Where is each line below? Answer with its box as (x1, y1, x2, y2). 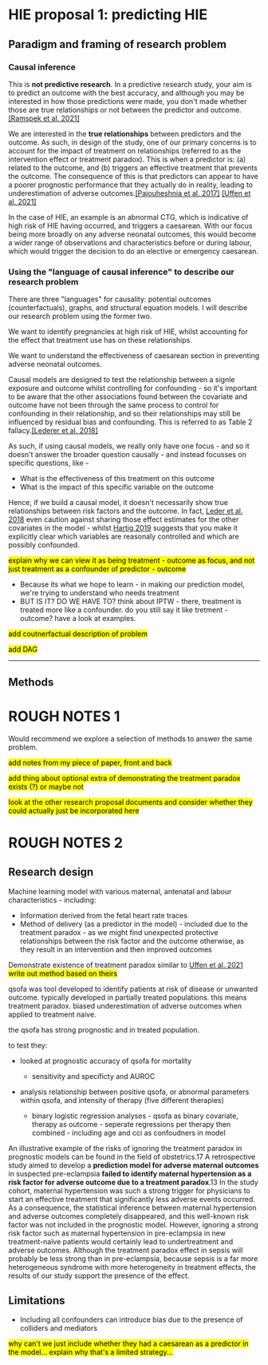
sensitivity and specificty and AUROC (31, 1071, 156, 1080)
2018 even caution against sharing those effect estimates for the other (8, 515, 239, 524)
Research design (8, 866, 94, 879)
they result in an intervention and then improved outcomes (19, 945, 213, 954)
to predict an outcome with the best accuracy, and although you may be (8, 88, 245, 97)
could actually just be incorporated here (8, 806, 140, 815)
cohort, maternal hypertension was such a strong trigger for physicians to (8, 1185, 251, 1196)
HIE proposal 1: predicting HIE (8, 6, 208, 24)
